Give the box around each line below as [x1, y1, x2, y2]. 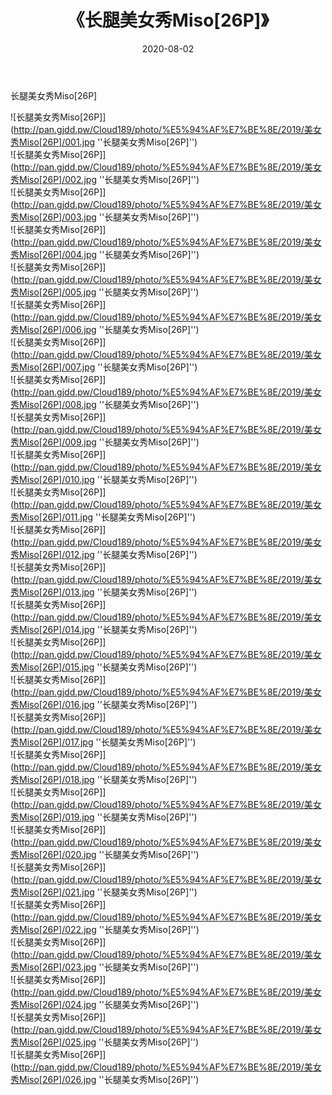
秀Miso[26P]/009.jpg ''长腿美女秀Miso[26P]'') [10, 436, 200, 448]
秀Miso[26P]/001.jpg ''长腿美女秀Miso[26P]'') [10, 136, 198, 148]
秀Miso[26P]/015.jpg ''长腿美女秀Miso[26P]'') [10, 661, 198, 673]
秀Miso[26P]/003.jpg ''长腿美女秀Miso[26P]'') [10, 211, 200, 223]
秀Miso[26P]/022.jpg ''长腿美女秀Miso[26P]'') [10, 923, 200, 935]
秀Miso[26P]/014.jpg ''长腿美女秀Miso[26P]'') [10, 623, 198, 635]
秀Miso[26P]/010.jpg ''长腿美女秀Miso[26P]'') [10, 473, 198, 485]
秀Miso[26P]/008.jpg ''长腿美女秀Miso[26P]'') [10, 398, 200, 410]
